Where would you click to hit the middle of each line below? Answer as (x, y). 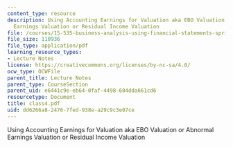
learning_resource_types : (44, 53)
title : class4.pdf (34, 104)
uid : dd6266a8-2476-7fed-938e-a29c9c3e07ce (71, 110)
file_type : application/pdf (48, 46)
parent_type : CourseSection (48, 84)
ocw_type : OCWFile (34, 71)
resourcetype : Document (42, 98)
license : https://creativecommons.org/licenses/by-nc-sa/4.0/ (99, 65)
